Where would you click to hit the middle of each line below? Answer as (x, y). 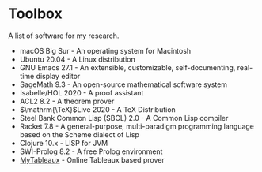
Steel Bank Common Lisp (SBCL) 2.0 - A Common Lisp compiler (124, 118)
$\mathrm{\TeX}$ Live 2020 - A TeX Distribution (97, 109)
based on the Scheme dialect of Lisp (80, 134)
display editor (58, 76)
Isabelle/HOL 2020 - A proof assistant (82, 92)
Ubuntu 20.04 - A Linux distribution (78, 59)
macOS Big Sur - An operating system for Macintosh (105, 50)
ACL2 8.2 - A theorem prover (67, 101)
